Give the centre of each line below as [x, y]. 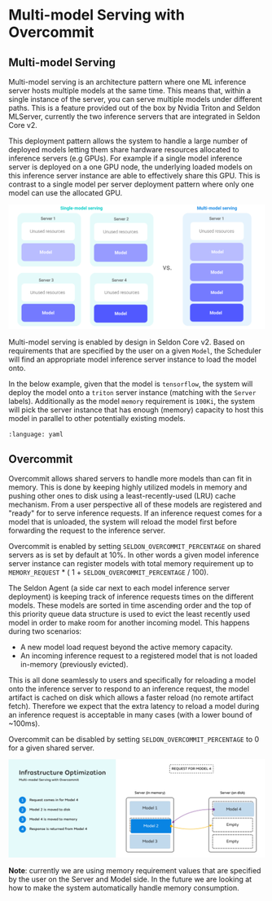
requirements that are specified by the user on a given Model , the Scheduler [135, 350]
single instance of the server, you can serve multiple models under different [136, 99]
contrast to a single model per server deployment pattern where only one [131, 184]
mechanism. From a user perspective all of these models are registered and [135, 505]
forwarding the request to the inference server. [87, 530]
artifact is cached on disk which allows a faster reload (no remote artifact [131, 697]
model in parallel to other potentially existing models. [97, 418]
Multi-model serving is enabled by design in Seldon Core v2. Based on [127, 342]
